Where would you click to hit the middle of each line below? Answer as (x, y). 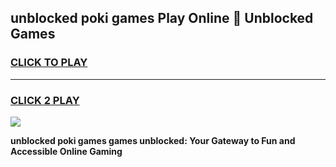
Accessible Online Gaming (66, 151)
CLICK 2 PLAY (45, 100)
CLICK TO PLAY (49, 63)
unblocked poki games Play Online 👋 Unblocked (162, 18)
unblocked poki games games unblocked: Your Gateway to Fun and (153, 140)
